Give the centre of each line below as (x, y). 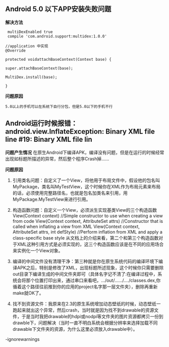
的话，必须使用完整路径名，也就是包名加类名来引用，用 (70, 193)
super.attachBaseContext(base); (39, 68)
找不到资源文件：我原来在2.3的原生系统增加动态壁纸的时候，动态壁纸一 (87, 303)
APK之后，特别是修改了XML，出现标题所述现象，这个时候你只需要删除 (90, 267)
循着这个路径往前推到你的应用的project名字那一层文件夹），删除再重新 (85, 286)
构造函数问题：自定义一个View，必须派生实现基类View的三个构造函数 (85, 210)
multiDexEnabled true (30, 32)
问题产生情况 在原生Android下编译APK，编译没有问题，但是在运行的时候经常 (85, 152)
